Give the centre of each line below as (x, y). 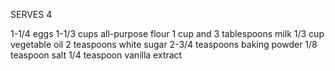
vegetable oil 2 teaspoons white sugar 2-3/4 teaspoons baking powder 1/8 (164, 44)
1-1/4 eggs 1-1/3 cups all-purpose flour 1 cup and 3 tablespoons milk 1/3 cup (167, 33)
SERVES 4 (31, 14)
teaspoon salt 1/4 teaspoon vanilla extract (96, 55)
